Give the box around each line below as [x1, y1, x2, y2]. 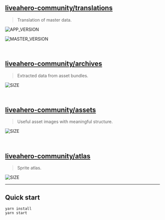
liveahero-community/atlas [5, 152, 91, 160]
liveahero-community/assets [5, 106, 96, 114]
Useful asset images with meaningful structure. [17, 119, 113, 124]
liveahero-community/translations [5, 4, 113, 12]
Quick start [5, 193, 40, 201]
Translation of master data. [17, 17, 72, 23]
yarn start [5, 211, 27, 216]
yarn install [5, 206, 32, 211]
